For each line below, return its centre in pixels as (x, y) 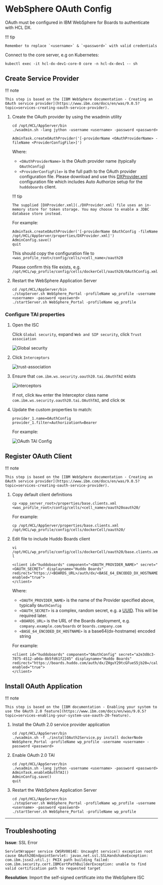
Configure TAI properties (35, 314)
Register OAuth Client (39, 457)
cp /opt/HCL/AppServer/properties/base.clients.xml (65, 525)
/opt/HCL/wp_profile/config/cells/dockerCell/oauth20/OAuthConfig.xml (85, 271)
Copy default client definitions (42, 494)
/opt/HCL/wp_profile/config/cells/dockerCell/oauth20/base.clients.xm (85, 552)
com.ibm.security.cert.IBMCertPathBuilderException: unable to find (76, 864)
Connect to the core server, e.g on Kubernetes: (52, 55)
